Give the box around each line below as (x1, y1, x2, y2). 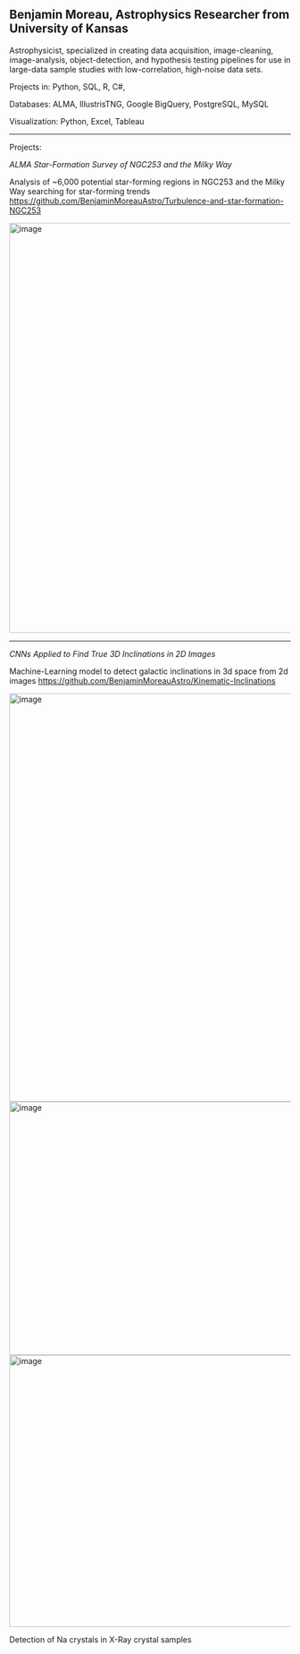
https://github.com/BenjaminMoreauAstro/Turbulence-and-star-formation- (9, 195, 284, 206)
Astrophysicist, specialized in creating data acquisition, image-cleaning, (9, 45, 274, 55)
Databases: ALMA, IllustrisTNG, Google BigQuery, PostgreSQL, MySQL (9, 98, 270, 109)
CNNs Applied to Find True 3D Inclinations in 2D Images (9, 648, 216, 659)
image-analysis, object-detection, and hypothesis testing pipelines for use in (9, 54, 291, 65)
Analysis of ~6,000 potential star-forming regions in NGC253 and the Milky (9, 176, 286, 187)
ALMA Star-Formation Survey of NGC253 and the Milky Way (9, 158, 232, 169)
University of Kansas (9, 21, 129, 37)
